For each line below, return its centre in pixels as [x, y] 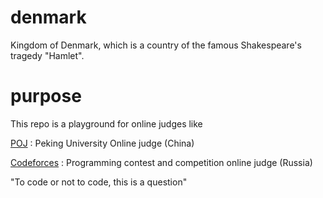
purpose [46, 96]
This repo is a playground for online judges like [106, 123]
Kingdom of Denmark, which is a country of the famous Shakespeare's [156, 45]
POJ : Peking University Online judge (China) [102, 143]
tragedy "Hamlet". [47, 55]
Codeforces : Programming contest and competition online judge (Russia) [161, 162]
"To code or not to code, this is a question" [99, 182]
